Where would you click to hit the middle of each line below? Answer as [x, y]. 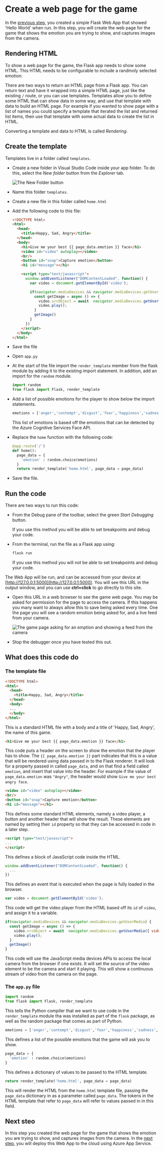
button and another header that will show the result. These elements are [78, 819]
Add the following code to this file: [47, 211]
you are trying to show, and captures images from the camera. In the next [79, 1138]
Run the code [26, 493]
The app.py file [23, 987]
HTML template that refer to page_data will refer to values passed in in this [79, 1101]
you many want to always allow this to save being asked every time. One [85, 607]
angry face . [17, 782]
